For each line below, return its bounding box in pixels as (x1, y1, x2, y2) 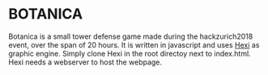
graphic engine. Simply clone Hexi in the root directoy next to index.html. (8, 48, 251, 58)
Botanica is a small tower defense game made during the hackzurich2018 (8, 31, 253, 41)
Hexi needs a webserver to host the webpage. (8, 57, 163, 67)
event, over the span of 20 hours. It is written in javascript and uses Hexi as (8, 40, 260, 49)
